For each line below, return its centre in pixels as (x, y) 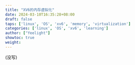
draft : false (19, 19)
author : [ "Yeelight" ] (28, 33)
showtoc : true (20, 38)
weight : (13, 42)
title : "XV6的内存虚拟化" (30, 10)
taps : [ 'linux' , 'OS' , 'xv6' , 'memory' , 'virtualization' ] (68, 24)
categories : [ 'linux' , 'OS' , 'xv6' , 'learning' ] (57, 28)
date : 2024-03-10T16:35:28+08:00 (40, 14)
